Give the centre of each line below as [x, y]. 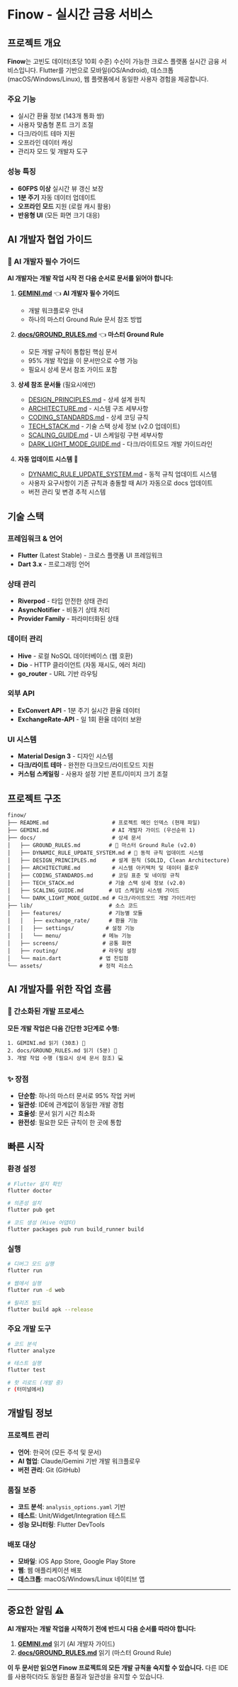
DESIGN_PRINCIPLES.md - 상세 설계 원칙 [87, 400]
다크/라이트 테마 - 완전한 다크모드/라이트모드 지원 [86, 765]
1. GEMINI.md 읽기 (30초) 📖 [46, 1043]
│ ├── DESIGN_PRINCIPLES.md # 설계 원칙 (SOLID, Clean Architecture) [119, 860]
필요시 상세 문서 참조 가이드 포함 [73, 370]
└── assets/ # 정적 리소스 [70, 966]
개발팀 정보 [30, 1414]
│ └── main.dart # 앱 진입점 [68, 958]
